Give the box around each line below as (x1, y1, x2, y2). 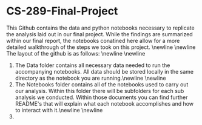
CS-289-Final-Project (6, 4, 118, 18)
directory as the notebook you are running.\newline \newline (15, 74, 166, 82)
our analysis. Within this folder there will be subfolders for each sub (15, 87, 184, 94)
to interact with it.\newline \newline (15, 106, 103, 114)
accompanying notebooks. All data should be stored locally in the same (15, 68, 194, 75)
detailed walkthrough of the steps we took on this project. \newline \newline (6, 43, 196, 51)
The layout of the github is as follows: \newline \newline (6, 50, 146, 57)
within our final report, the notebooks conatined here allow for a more (6, 37, 180, 44)
